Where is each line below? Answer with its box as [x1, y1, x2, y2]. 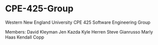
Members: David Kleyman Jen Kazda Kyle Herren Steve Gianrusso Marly [5, 29, 154, 35]
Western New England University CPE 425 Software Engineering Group [5, 19, 151, 25]
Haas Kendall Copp [5, 34, 45, 40]
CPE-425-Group [5, 3, 74, 14]
